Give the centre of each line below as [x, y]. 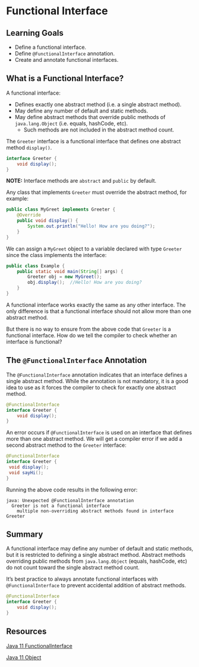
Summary [25, 535]
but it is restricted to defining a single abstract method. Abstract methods [96, 555]
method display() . [29, 148]
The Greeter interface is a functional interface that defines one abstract [94, 141]
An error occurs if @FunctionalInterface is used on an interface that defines [99, 433]
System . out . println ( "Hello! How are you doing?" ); [91, 226]
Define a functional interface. [50, 47]
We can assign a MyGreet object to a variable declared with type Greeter [94, 249]
